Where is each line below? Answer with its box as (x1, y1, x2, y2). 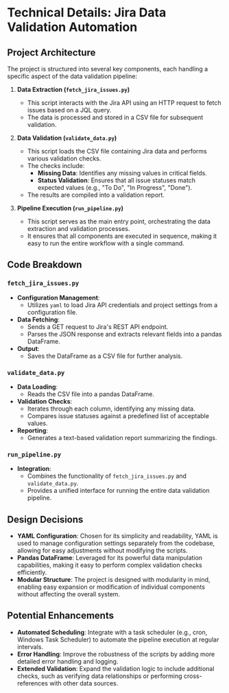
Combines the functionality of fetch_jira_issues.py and (27, 472, 187, 481)
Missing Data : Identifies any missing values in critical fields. (37, 169, 207, 177)
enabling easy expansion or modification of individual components (16, 583, 206, 591)
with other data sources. (49, 679, 119, 687)
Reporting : (16, 426, 49, 435)
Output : (16, 344, 40, 352)
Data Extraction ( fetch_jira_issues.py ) (16, 86, 130, 93)
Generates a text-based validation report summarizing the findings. (27, 433, 217, 441)
